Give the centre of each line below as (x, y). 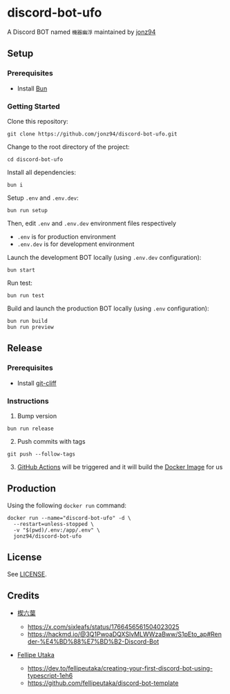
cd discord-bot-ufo (35, 159)
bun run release (30, 429)
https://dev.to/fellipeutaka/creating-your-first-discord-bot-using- (120, 668)
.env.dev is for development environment (76, 244)
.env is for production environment (66, 236)
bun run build (28, 321)
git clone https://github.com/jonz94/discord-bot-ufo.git (92, 134)
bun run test (26, 295)
